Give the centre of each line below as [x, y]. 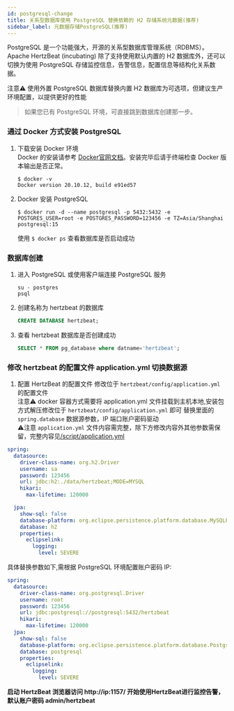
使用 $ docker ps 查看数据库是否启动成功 [76, 238]
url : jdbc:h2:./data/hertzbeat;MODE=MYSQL [82, 482]
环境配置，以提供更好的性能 [47, 97]
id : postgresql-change [40, 14]
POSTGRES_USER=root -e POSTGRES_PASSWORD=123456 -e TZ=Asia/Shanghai [120, 218]
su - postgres [38, 287]
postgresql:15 [38, 224]
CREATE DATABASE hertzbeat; [58, 321]
